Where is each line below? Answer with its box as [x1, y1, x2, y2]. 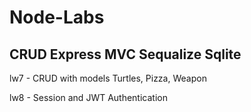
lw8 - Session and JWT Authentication [9, 92, 168, 103]
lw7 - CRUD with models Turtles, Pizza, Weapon [9, 72, 207, 84]
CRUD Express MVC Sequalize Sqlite [9, 46, 242, 63]
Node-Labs [9, 6, 105, 29]
